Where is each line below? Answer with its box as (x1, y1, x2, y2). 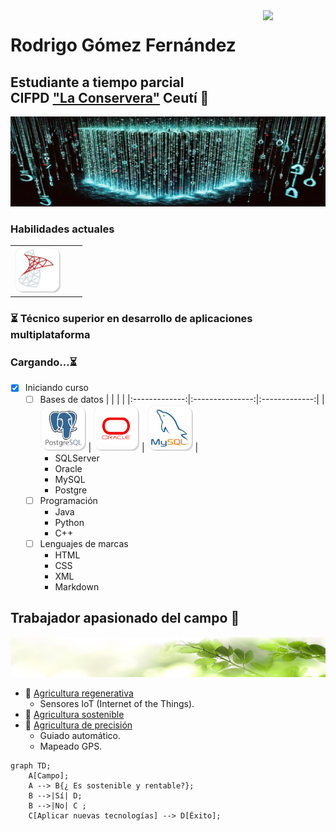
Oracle (54, 462, 83, 474)
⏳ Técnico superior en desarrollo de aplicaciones (10, 312, 253, 326)
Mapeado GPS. (39, 740, 103, 753)
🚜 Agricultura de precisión (24, 719, 133, 731)
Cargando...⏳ (10, 355, 78, 369)
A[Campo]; (28, 771, 70, 781)
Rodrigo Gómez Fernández (10, 34, 237, 57)
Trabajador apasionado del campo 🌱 (10, 610, 240, 627)
